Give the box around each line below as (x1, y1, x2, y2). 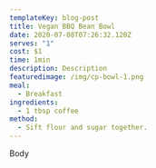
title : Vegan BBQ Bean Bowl (9, 22, 116, 31)
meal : (9, 81, 30, 90)
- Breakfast (17, 89, 63, 98)
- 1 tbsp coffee (17, 106, 79, 115)
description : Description (9, 64, 107, 74)
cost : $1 (9, 47, 43, 56)
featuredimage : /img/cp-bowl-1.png (9, 73, 144, 82)
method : (9, 114, 39, 124)
